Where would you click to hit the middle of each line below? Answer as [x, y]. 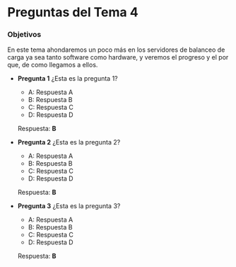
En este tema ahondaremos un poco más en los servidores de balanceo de [116, 50]
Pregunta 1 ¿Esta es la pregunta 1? [67, 79]
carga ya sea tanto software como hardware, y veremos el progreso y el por [118, 57]
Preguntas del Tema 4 [73, 12]
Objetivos [24, 35]
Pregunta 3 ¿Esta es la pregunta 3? [69, 206]
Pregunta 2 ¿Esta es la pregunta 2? [69, 142]
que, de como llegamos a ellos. [53, 65]
